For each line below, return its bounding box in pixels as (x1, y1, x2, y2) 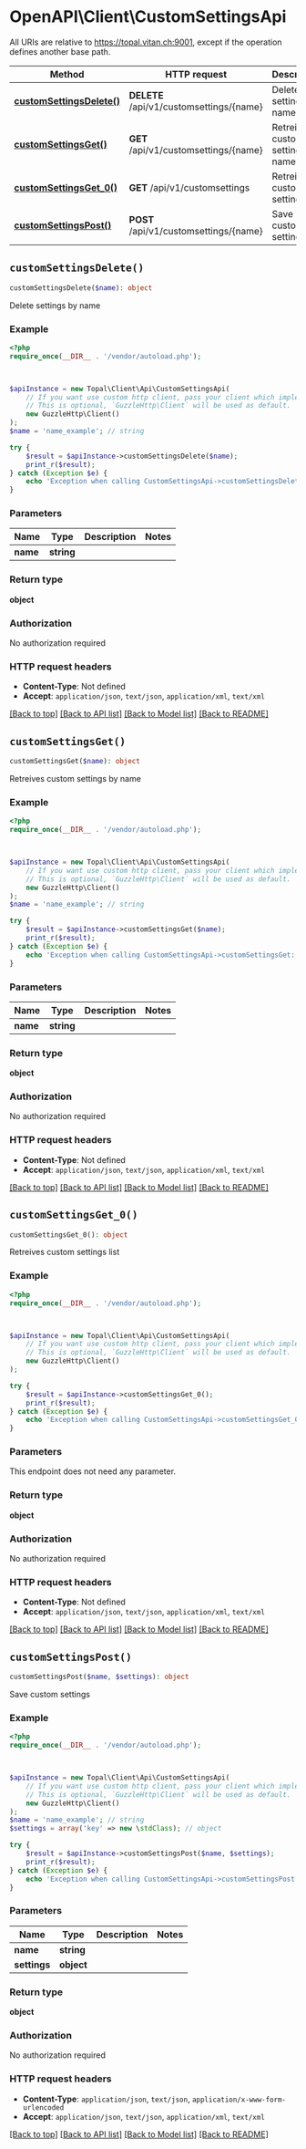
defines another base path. (9, 46, 111, 57)
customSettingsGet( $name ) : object (9, 757, 141, 766)
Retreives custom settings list (9, 1247, 120, 1258)
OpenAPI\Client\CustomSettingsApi (9, 6, 287, 27)
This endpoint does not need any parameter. (9, 1466, 176, 1477)
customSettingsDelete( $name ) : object (9, 283, 153, 293)
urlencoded (22, 2102, 65, 2113)
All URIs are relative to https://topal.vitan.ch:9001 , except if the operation (9, 36, 282, 47)
